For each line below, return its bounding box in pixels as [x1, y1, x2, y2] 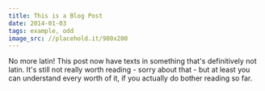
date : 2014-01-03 [8, 19, 67, 27]
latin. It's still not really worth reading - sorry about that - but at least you [8, 65, 250, 75]
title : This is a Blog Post [8, 11, 103, 20]
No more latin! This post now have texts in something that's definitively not [8, 56, 257, 66]
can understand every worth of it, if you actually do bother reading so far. [8, 73, 253, 83]
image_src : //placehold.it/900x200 [8, 34, 128, 43]
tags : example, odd [8, 27, 74, 35]
